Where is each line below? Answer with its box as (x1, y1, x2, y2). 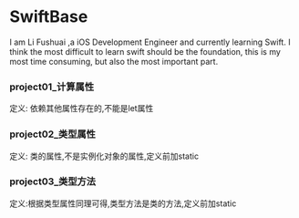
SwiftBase (9, 6, 88, 27)
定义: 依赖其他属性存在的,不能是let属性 (9, 103, 154, 114)
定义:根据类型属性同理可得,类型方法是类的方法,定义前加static (9, 198, 237, 209)
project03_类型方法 (9, 175, 97, 188)
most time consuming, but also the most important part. (9, 56, 219, 67)
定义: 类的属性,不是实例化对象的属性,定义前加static (9, 151, 199, 161)
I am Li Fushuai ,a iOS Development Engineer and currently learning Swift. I (9, 36, 291, 47)
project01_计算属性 (9, 80, 95, 93)
